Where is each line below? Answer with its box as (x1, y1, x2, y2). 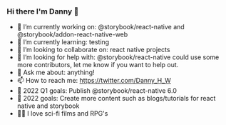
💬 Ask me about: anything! (16, 68, 95, 77)
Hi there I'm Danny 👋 (6, 6, 79, 16)
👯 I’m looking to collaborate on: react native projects (16, 46, 170, 54)
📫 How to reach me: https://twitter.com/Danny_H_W (16, 76, 172, 85)
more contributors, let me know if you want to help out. (16, 61, 179, 69)
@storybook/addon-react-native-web (16, 30, 128, 39)
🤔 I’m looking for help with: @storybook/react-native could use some (16, 53, 220, 61)
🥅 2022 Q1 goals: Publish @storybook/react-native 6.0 (16, 86, 178, 95)
